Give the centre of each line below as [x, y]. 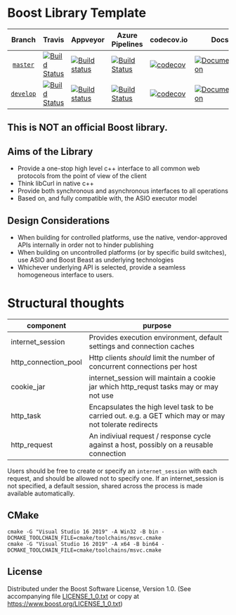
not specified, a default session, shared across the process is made [105, 486]
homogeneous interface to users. [66, 274]
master [24, 64]
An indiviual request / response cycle [150, 436]
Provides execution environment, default [156, 337]
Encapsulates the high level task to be [151, 407]
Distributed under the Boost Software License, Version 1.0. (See [99, 588]
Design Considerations [59, 221]
